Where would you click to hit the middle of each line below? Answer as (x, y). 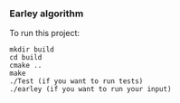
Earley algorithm (47, 14)
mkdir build (32, 50)
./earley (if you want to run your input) (90, 89)
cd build (26, 58)
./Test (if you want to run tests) (76, 81)
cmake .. (26, 66)
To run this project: (44, 33)
